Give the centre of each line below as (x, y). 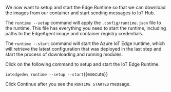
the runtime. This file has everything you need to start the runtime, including (86, 28)
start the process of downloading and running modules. (64, 54)
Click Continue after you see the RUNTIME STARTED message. (68, 84)
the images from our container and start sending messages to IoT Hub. (80, 13)
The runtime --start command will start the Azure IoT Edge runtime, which (85, 43)
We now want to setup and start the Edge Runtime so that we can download (85, 7)
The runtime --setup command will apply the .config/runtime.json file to (83, 23)
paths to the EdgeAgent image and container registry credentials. (74, 33)
